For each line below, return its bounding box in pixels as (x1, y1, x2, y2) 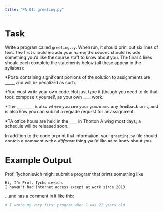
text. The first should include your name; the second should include (5, 49, 141, 55)
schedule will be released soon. (5, 123, 69, 129)
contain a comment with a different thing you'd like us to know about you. (5, 138, 152, 143)
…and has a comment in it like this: (5, 193, 74, 199)
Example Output (5, 155, 72, 166)
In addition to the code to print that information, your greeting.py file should (5, 132, 157, 139)
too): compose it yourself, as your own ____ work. (5, 94, 104, 100)
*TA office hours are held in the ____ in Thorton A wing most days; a (5, 118, 141, 124)
